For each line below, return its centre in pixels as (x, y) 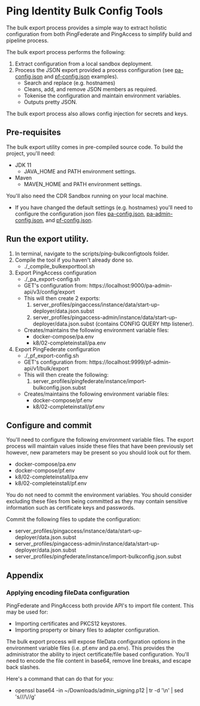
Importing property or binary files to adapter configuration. (87, 630)
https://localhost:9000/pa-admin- (131, 285)
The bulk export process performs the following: (66, 52)
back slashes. (23, 667)
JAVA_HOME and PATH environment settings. (80, 171)
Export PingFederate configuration (57, 349)
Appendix (25, 575)
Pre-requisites (34, 132)
